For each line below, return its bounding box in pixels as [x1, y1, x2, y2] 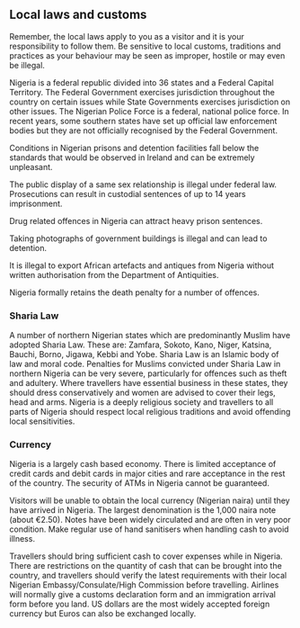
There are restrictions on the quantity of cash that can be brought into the [9, 561, 283, 571]
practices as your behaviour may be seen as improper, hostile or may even [9, 49, 286, 61]
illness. [9, 534, 36, 544]
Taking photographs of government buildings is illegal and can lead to [9, 233, 268, 244]
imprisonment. [9, 198, 63, 209]
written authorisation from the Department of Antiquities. [9, 269, 219, 280]
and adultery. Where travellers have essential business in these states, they [9, 378, 288, 389]
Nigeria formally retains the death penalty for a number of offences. [9, 287, 260, 298]
